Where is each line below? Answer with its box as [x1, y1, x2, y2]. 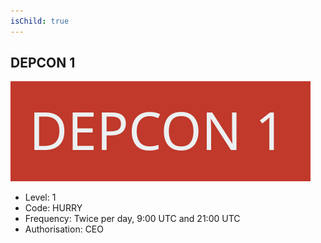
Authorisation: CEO [24, 223, 104, 235]
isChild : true [10, 16, 70, 26]
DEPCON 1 [10, 55, 76, 72]
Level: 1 [24, 191, 57, 204]
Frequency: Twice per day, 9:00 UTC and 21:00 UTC [24, 213, 241, 225]
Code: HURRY [24, 202, 83, 214]
